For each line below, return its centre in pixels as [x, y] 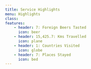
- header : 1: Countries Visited [47, 46]
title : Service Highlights [33, 9]
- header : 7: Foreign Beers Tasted [50, 28]
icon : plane [30, 41]
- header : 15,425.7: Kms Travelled [50, 37]
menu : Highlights [23, 14]
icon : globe [30, 50]
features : [15, 23]
